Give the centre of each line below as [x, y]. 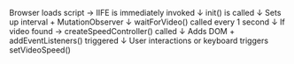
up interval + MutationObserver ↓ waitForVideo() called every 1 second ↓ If [147, 22]
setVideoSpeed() [40, 50]
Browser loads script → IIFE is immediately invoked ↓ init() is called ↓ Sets [145, 13]
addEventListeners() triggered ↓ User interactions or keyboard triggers [139, 40]
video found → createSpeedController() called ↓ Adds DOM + [122, 31]
